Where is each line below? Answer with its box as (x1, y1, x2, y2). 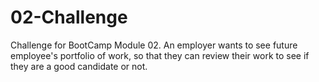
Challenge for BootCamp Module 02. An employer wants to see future (10, 39, 298, 51)
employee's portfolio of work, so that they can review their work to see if (10, 49, 310, 61)
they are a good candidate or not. (10, 60, 148, 72)
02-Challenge (10, 6, 128, 29)
